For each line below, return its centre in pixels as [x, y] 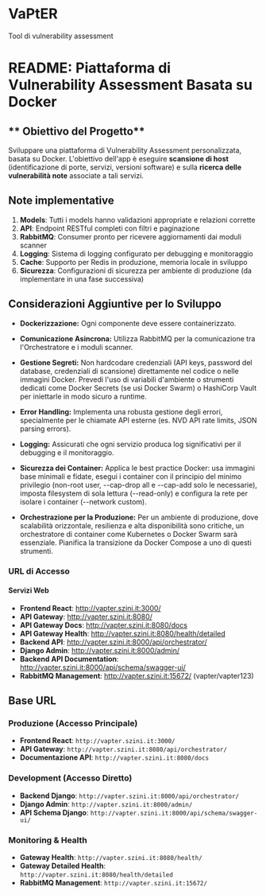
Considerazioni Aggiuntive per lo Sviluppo [115, 304]
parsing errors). [45, 428]
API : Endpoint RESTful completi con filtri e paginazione [110, 228]
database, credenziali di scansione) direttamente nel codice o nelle [129, 371]
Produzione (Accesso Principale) [73, 723]
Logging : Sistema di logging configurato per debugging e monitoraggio [137, 253]
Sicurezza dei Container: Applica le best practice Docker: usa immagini [137, 468]
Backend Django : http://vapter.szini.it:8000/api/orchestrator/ [129, 796]
